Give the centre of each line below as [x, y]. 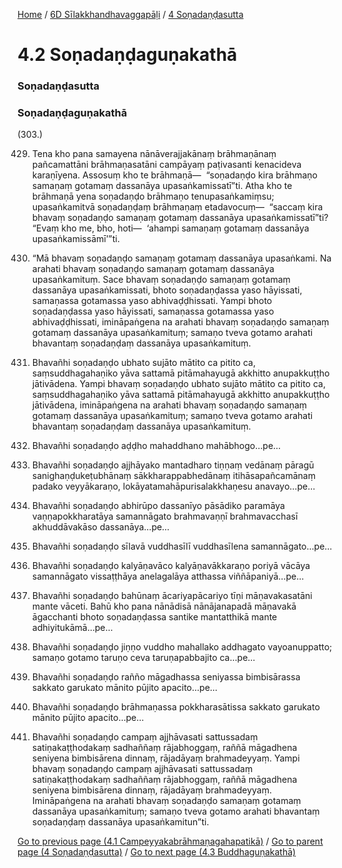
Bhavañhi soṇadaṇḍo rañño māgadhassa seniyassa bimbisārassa [166, 677]
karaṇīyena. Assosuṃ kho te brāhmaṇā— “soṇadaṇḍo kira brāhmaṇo [174, 175]
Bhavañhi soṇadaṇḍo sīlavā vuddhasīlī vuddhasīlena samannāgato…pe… [182, 546]
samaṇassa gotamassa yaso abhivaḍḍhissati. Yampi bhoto [152, 301]
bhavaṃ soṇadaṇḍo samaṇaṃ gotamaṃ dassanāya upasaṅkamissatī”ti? [180, 218]
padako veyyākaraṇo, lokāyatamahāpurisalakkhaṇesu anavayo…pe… [173, 486]
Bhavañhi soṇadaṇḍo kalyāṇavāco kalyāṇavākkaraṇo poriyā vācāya [171, 566]
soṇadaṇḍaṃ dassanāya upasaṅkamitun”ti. [120, 822]
